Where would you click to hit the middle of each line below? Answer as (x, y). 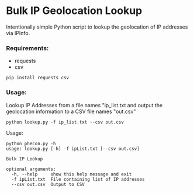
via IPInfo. (18, 33)
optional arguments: (31, 169)
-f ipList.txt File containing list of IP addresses (78, 179)
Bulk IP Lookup (25, 159)
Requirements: (27, 48)
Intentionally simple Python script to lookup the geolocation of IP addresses (97, 27)
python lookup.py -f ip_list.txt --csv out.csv (65, 122)
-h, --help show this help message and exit (72, 174)
